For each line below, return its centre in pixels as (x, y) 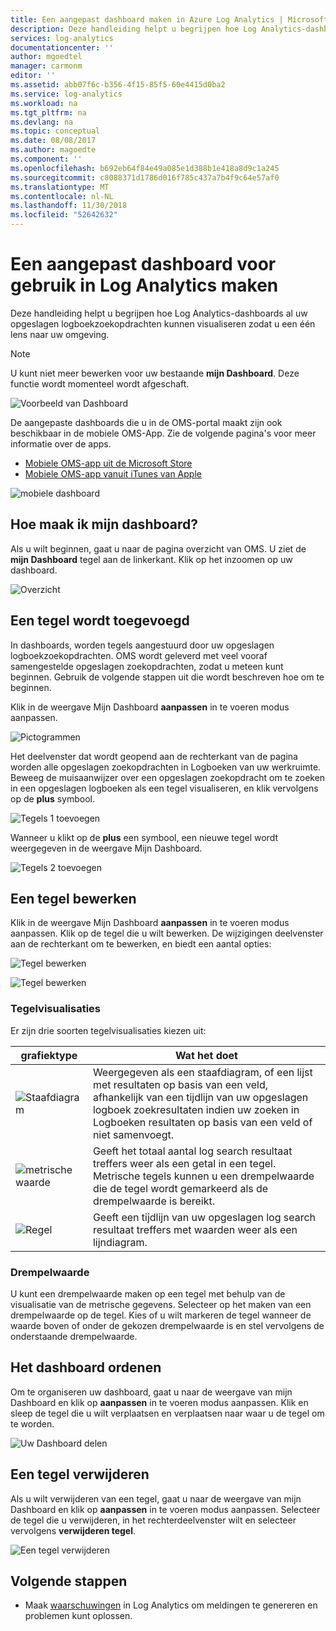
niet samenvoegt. (133, 1134)
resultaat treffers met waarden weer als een (195, 1229)
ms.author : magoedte (53, 150)
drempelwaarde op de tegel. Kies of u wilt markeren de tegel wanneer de (161, 1315)
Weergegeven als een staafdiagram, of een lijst (202, 1072)
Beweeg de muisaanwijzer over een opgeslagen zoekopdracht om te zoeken (168, 777)
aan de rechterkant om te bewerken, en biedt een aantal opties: (141, 944)
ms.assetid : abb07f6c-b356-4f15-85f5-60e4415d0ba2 (118, 85)
